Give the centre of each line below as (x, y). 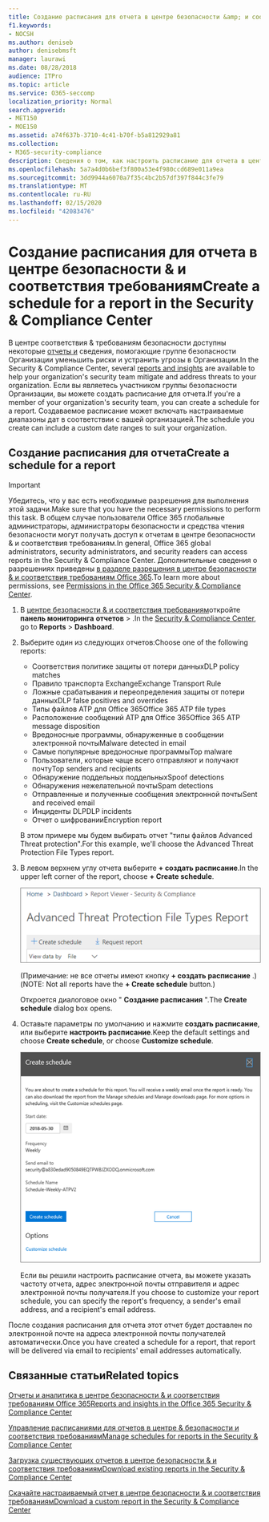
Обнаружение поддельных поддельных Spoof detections (128, 777)
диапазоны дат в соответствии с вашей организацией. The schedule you (131, 419)
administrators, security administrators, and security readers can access (128, 551)
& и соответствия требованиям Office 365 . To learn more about (114, 577)
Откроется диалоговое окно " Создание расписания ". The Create (133, 1000)
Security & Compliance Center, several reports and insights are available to (132, 368)
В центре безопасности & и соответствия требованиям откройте (130, 609)
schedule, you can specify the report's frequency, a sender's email (130, 1301)
